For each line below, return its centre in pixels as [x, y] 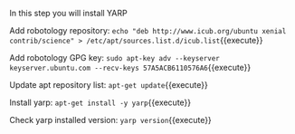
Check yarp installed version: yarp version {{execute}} [111, 120]
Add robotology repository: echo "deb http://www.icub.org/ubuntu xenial [148, 30]
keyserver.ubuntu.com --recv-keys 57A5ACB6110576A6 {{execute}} [130, 67]
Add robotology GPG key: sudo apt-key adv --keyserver [114, 57]
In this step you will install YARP [69, 13]
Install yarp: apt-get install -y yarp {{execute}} [100, 102]
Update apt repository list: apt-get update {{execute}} [109, 85]
